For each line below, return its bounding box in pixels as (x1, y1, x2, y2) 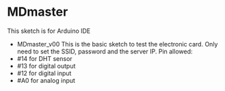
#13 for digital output (16, 62, 76, 70)
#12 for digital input (16, 69, 72, 77)
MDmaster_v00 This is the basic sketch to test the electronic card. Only (16, 40, 218, 48)
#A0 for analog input (16, 76, 75, 84)
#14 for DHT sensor (16, 54, 73, 62)
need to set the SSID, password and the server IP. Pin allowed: (16, 47, 193, 55)
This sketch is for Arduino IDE (7, 27, 91, 35)
